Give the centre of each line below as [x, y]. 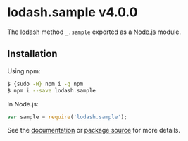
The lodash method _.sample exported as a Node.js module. [94, 32]
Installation [32, 54]
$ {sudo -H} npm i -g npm [45, 84]
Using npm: [24, 70]
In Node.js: [23, 104]
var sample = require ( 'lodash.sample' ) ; [68, 117]
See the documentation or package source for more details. [94, 130]
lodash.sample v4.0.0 [73, 12]
